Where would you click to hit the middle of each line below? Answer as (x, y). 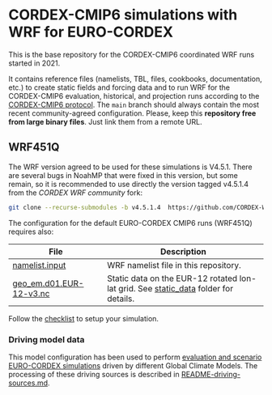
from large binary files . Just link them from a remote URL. (105, 121)
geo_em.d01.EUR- (48, 283)
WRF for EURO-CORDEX (91, 32)
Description (183, 251)
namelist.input (39, 265)
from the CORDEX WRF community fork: (76, 193)
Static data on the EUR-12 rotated (172, 278)
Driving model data (47, 339)
